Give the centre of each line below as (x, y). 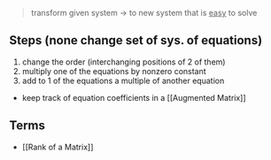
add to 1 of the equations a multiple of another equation (123, 80)
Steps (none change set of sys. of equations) (136, 40)
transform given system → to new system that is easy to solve (144, 13)
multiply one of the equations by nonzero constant (114, 71)
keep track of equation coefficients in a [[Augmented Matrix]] (134, 97)
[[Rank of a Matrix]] (58, 147)
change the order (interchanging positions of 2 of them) (124, 62)
